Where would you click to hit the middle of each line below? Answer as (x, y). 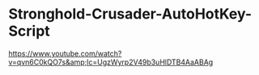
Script (29, 31)
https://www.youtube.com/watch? (65, 53)
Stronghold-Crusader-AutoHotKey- (130, 14)
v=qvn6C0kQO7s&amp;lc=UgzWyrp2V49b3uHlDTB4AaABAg (111, 62)
